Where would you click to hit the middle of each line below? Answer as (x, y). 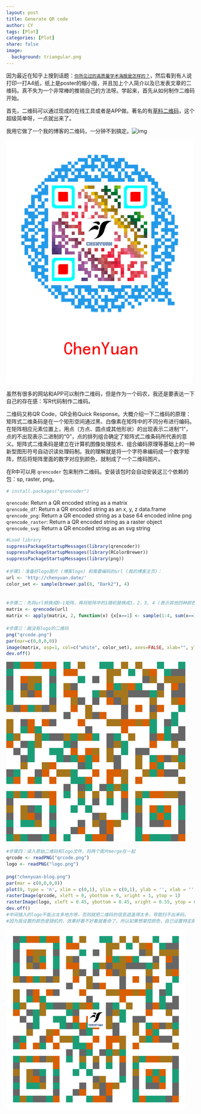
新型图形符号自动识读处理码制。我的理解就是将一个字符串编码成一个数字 (95, 451)
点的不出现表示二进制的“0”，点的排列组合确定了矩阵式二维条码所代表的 (94, 436)
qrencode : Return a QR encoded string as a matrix (67, 502)
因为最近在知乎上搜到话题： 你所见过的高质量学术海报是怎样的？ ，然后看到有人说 (99, 76)
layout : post (22, 13)
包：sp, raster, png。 (32, 479)
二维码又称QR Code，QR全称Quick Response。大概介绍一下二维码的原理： (99, 414)
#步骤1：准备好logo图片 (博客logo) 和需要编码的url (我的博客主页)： (84, 571)
